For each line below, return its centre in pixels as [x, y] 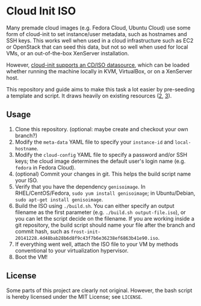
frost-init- [86, 232]
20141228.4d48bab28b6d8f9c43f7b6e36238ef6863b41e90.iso [86, 238]
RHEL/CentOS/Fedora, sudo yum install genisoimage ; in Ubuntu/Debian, [105, 193]
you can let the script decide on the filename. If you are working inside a [104, 218]
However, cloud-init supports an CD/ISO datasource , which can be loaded [98, 65]
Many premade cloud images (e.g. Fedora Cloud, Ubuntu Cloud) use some [98, 28]
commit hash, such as [42, 231]
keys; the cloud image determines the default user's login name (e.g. [100, 161]
